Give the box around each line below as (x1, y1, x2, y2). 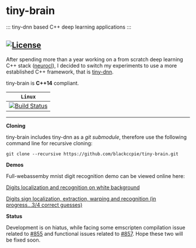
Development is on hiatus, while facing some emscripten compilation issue (6, 223, 185, 231)
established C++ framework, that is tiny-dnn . (6, 68, 114, 75)
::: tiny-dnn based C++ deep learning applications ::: (6, 23, 131, 30)
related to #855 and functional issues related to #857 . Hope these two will (6, 230, 183, 237)
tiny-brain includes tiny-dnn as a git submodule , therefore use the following (6, 133, 187, 141)
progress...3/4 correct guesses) (6, 201, 83, 208)
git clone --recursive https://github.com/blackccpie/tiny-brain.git (6, 151, 179, 157)
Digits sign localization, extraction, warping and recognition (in (6, 195, 156, 202)
